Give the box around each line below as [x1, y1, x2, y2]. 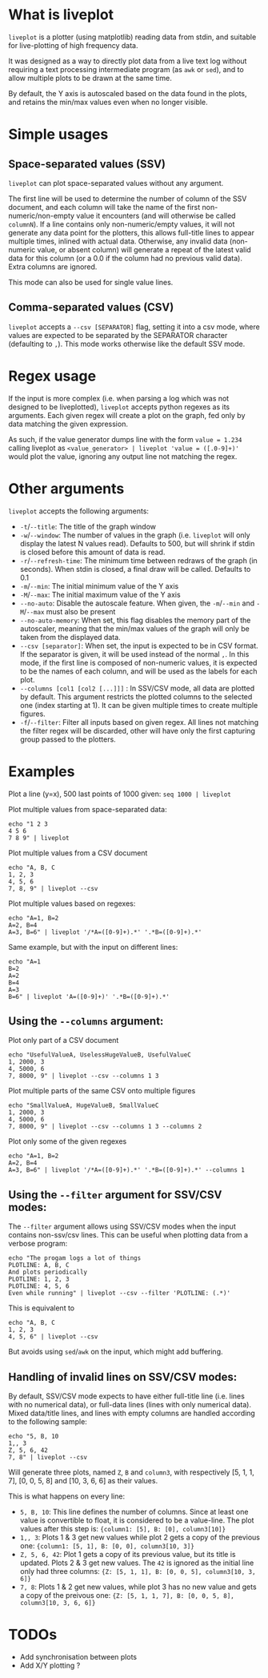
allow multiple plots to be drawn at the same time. [8, 73, 172, 82]
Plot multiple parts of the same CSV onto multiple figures [8, 1086, 196, 1096]
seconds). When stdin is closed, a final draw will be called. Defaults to [19, 564, 251, 573]
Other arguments [8, 479, 125, 497]
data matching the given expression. [8, 419, 128, 429]
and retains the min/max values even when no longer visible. [8, 97, 208, 107]
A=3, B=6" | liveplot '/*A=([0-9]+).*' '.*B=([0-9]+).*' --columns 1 [8, 1166, 246, 1174]
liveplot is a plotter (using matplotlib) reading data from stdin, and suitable [8, 32, 257, 42]
